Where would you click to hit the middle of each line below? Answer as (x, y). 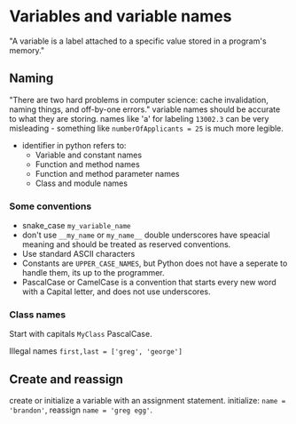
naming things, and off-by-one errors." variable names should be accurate (145, 109)
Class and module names (82, 183)
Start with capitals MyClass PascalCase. (81, 334)
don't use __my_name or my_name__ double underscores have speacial (146, 235)
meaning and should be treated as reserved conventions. (126, 244)
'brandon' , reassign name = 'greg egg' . (81, 410)
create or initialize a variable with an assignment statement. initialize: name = (148, 401)
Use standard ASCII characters (78, 254)
